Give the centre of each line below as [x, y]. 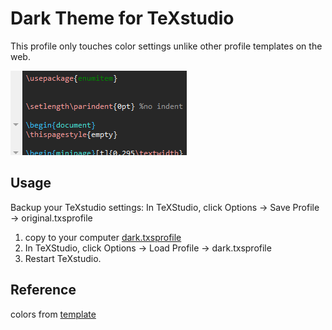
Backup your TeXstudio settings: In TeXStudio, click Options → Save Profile [165, 207]
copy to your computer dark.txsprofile [103, 237]
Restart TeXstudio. [63, 258]
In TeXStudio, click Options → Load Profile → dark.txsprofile [148, 248]
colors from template [53, 314]
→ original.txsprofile [51, 218]
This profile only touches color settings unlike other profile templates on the [166, 46]
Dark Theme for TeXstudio [122, 18]
